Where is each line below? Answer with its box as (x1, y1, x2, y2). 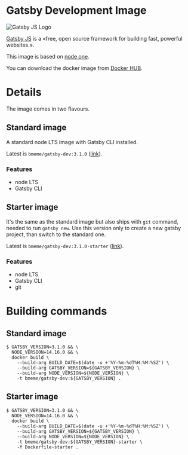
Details (6, 85, 42, 99)
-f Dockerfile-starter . (17, 444, 79, 450)
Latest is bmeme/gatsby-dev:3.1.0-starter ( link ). (6, 242, 124, 249)
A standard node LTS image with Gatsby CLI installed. (6, 138, 138, 145)
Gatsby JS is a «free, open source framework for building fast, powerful (6, 35, 183, 42)
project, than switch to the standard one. (6, 231, 106, 238)
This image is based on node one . (6, 53, 90, 60)
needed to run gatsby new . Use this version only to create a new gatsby (6, 224, 181, 231)
